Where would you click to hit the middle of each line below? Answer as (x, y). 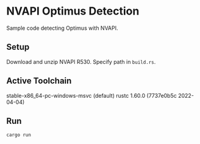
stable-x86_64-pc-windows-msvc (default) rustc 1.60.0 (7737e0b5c (91, 95)
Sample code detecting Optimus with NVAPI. (62, 28)
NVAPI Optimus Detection (73, 11)
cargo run (19, 135)
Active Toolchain (39, 81)
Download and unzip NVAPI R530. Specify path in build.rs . (81, 61)
